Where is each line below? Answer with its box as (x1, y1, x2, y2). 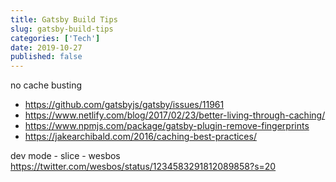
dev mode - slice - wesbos (10, 150, 121, 162)
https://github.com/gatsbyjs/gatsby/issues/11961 (24, 99, 225, 111)
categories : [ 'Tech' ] (10, 33, 101, 43)
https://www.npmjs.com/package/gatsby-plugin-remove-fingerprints (24, 120, 310, 132)
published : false (10, 52, 83, 62)
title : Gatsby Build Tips (10, 14, 118, 25)
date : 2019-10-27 (10, 42, 83, 53)
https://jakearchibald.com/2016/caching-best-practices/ (24, 131, 257, 143)
